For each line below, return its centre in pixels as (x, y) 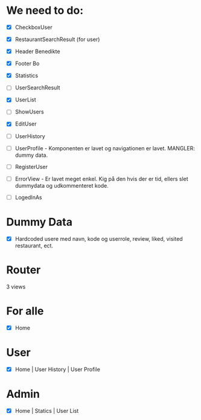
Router (24, 270)
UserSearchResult (37, 87)
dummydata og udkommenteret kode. (62, 185)
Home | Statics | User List (47, 410)
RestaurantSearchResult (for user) (57, 39)
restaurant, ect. (34, 246)
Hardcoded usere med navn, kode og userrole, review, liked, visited (99, 238)
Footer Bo (27, 63)
